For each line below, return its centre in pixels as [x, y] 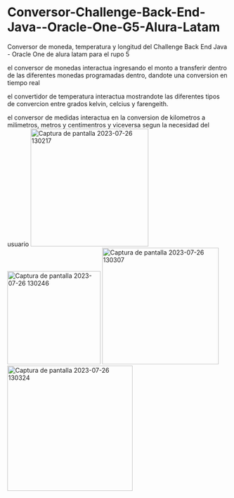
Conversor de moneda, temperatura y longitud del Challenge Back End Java [117, 46]
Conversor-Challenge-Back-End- [106, 12]
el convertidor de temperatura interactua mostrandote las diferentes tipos [113, 96]
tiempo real [24, 82]
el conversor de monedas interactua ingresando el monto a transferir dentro [117, 68]
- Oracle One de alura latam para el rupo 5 [69, 54]
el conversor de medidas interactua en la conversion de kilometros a [106, 117]
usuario [18, 244]
